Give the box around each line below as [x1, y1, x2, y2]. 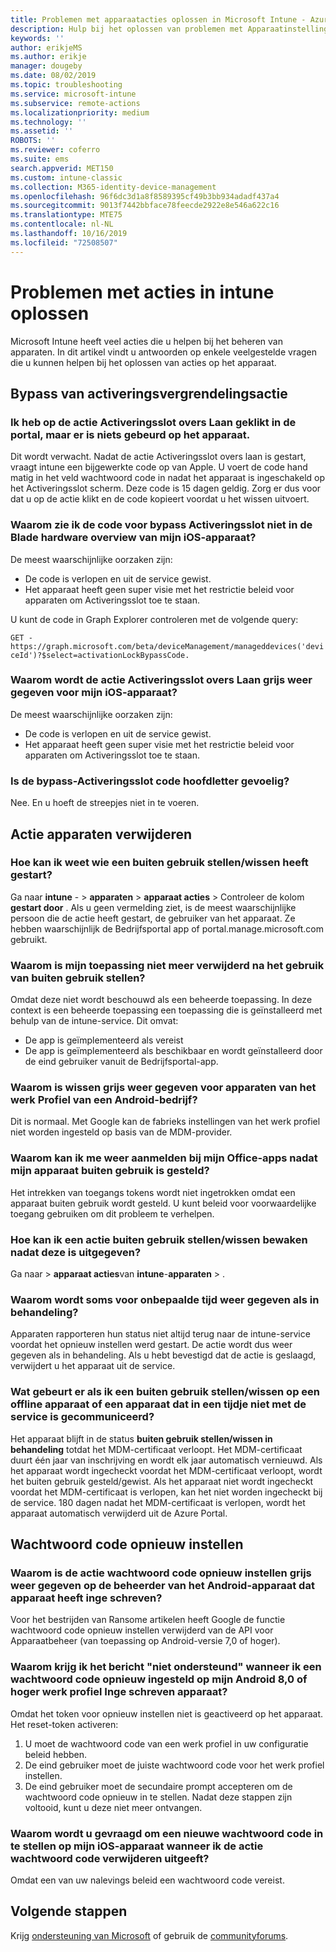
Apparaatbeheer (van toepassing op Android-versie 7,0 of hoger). [10, 1635, 281, 1647]
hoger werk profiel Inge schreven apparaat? [10, 1685, 228, 1699]
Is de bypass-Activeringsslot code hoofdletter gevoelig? [10, 774, 290, 788]
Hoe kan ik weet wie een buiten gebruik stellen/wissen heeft [10, 856, 309, 870]
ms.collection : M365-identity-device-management [10, 182, 217, 192]
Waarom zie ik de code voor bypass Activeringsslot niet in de [10, 518, 313, 532]
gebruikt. [10, 933, 48, 945]
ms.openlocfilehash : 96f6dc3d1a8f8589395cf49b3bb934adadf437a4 [10, 191, 280, 201]
